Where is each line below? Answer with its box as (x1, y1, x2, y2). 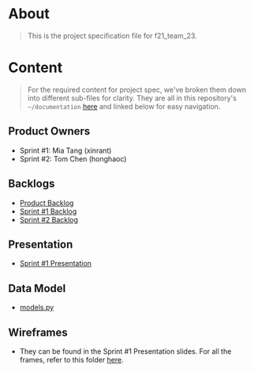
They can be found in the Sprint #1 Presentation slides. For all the (19, 346, 232, 356)
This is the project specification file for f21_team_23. (27, 31, 197, 40)
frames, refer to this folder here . (19, 355, 124, 364)
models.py (19, 302, 54, 313)
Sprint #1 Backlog (19, 207, 77, 216)
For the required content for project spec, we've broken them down (27, 85, 247, 94)
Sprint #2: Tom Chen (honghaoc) (19, 154, 127, 163)
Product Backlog (19, 198, 74, 207)
